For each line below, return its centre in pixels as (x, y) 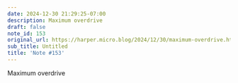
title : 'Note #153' (36, 53)
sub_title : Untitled (38, 46)
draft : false (27, 27)
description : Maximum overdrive (55, 20)
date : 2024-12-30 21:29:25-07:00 (57, 14)
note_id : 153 (27, 33)
